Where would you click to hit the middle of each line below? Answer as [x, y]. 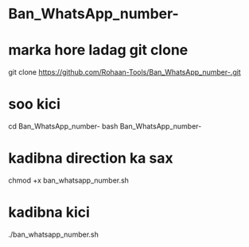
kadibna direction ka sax [91, 158]
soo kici [35, 104]
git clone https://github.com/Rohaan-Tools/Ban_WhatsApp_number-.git [124, 72]
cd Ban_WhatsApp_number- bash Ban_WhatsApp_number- [105, 126]
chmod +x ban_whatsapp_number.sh [69, 180]
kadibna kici [49, 212]
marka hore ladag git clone [98, 50]
